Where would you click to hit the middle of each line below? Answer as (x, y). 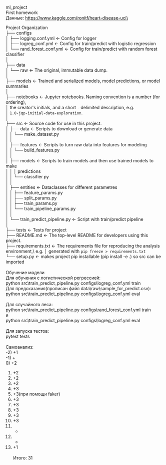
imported (15, 262)
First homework (22, 13)
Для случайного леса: (29, 304)
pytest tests (18, 336)
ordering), (16, 102)
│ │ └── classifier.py (27, 177)
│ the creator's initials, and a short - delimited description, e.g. (70, 107)
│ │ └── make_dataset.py (32, 134)
